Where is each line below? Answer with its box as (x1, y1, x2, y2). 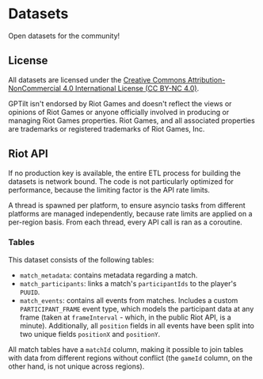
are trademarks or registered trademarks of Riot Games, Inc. (8, 124, 205, 133)
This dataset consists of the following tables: (8, 255, 154, 264)
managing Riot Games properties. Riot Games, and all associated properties (8, 116, 255, 125)
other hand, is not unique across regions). (8, 362, 145, 371)
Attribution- (187, 75, 226, 84)
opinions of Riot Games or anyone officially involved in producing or (8, 107, 230, 117)
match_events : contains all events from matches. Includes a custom (19, 295, 238, 305)
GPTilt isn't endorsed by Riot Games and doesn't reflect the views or (8, 98, 232, 108)
